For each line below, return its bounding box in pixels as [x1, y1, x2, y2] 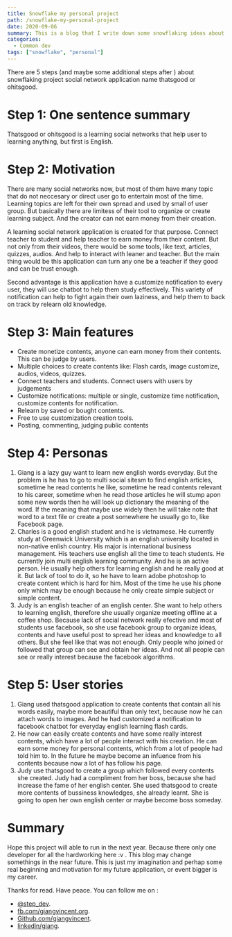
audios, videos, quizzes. [17, 369, 87, 378]
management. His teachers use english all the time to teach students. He [17, 549, 225, 557]
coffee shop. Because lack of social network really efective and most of [17, 616, 222, 624]
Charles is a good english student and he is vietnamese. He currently [17, 527, 215, 535]
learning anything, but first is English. [7, 137, 114, 146]
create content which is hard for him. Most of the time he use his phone [17, 579, 222, 587]
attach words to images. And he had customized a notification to [17, 714, 202, 723]
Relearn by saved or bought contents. [17, 406, 125, 414]
